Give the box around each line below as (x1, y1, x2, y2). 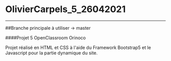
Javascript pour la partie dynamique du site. (5, 49, 98, 56)
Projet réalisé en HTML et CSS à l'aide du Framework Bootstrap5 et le (5, 44, 151, 50)
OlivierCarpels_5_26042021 (5, 4, 126, 15)
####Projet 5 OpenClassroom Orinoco (5, 34, 86, 41)
